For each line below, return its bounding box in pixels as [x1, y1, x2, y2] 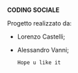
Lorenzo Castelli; [17, 32, 66, 41]
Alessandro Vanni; [17, 46, 69, 54]
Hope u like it [17, 59, 61, 66]
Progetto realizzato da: [7, 19, 72, 27]
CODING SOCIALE [7, 6, 60, 14]
